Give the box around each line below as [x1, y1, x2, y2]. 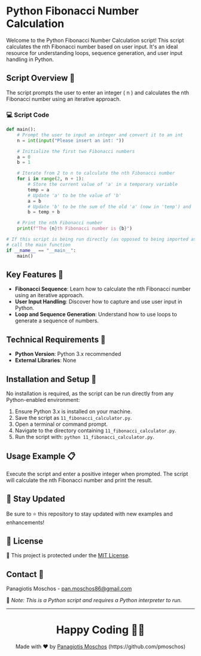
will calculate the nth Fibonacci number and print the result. [6, 477, 153, 484]
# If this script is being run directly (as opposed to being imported [6, 236, 188, 243]
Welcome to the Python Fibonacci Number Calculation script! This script [6, 36, 184, 44]
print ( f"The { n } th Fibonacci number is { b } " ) [17, 225, 133, 231]
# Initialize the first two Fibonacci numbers [17, 148, 135, 154]
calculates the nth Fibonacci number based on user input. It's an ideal [6, 43, 178, 50]
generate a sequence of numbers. [14, 317, 99, 324]
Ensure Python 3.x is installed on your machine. [14, 408, 132, 415]
